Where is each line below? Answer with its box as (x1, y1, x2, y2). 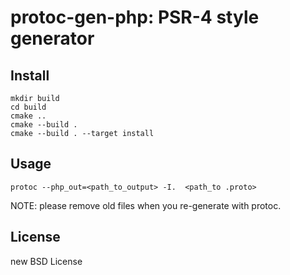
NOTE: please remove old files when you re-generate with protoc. (10, 199, 282, 211)
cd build (10, 102, 47, 112)
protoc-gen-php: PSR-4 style (10, 6, 260, 29)
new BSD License (10, 255, 83, 267)
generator (10, 27, 95, 50)
